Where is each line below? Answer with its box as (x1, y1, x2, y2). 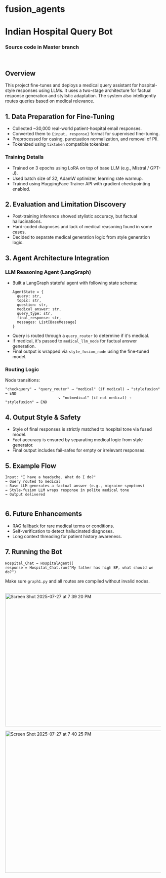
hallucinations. (12, 218, 42, 224)
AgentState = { (12, 290, 44, 294)
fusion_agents (5, 3, 65, 15)
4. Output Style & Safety (5, 413, 81, 421)
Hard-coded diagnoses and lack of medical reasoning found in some (12, 224, 152, 230)
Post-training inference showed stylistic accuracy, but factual (12, 213, 137, 219)
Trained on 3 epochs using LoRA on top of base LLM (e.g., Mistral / (12, 165, 149, 171)
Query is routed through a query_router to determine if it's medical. (12, 333, 150, 339)
